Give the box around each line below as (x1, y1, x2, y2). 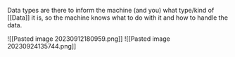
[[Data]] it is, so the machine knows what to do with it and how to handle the (7, 13, 229, 22)
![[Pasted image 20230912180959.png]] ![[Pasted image (7, 34, 170, 43)
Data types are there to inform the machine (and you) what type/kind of (7, 6, 215, 14)
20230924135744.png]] (7, 42, 77, 50)
